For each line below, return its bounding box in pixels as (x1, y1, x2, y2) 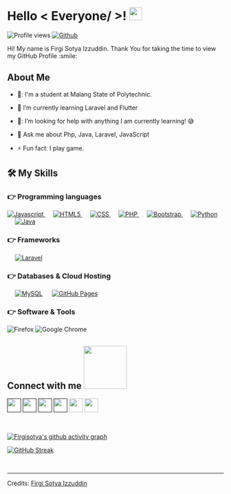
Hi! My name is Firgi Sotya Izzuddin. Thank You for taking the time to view (7, 44, 217, 52)
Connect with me (7, 379, 82, 391)
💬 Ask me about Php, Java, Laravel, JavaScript (16, 130, 150, 138)
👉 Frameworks (7, 235, 60, 245)
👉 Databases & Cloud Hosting (7, 271, 111, 281)
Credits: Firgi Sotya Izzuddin (7, 480, 87, 488)
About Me (7, 72, 50, 83)
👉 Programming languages (7, 192, 102, 201)
